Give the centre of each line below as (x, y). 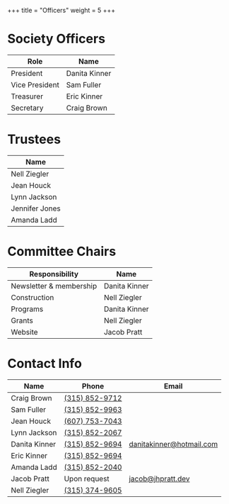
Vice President (35, 84)
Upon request (87, 478)
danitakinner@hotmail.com (173, 444)
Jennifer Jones (36, 208)
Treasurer (27, 96)
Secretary (27, 108)
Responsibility (54, 274)
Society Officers (57, 39)
